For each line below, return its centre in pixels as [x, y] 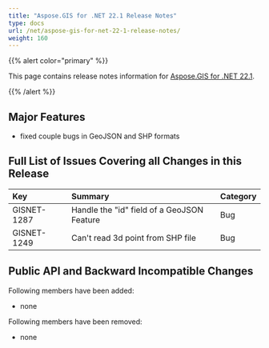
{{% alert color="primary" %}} [58, 61]
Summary [90, 196]
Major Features [47, 117]
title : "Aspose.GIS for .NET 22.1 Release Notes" [93, 16]
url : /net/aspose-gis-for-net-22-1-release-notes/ [94, 30]
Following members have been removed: [75, 322]
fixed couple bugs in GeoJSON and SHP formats [100, 136]
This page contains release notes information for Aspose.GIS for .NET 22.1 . [131, 76]
